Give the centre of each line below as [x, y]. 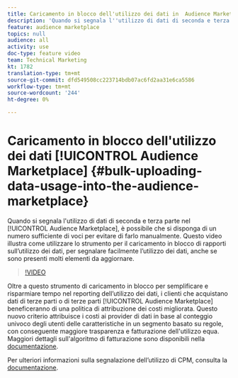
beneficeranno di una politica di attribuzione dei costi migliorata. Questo [113, 308]
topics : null [27, 34]
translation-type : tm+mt [44, 73]
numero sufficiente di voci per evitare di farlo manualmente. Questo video [115, 235]
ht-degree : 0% [28, 100]
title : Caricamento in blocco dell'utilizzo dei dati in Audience [109, 14]
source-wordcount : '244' [44, 93]
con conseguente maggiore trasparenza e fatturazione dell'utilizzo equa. [113, 331]
